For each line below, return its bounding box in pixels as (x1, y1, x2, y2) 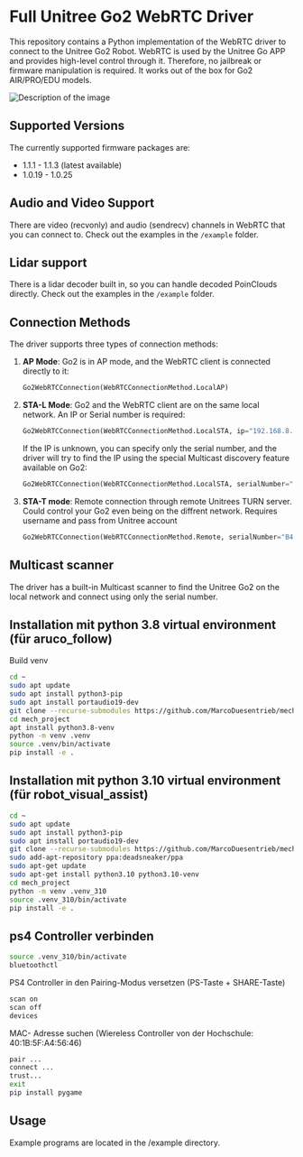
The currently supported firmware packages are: (9, 142, 191, 153)
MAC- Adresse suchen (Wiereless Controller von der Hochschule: (9, 1027, 254, 1039)
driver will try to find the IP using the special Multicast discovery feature (22, 452, 290, 463)
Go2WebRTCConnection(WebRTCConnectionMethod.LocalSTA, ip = (22, 427, 250, 436)
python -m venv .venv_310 (9, 886, 106, 895)
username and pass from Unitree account (22, 514, 178, 525)
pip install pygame (9, 1088, 83, 1097)
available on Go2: (22, 462, 87, 473)
